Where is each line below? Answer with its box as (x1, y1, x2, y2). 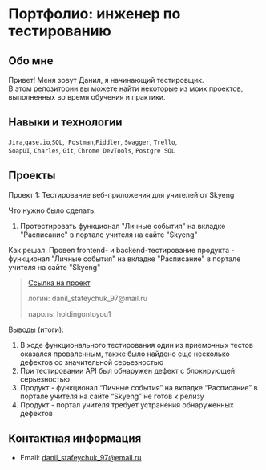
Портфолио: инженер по (8, 5, 181, 23)
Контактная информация (8, 431, 142, 446)
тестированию (8, 22, 112, 40)
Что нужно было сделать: (8, 206, 96, 215)
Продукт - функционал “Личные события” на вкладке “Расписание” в (19, 382, 258, 392)
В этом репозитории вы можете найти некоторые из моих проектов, (8, 84, 244, 93)
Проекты (8, 169, 56, 182)
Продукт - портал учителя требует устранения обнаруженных (19, 399, 234, 410)
